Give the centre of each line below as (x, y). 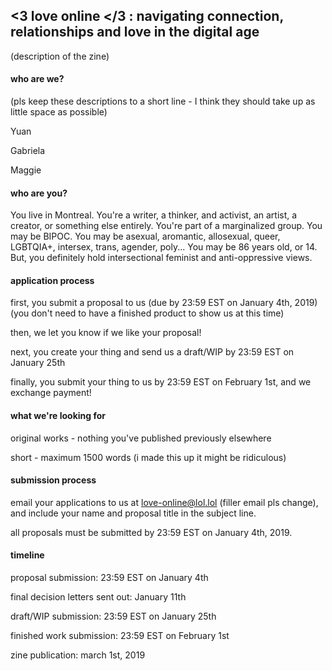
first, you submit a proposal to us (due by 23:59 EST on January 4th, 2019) (164, 303)
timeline (27, 555)
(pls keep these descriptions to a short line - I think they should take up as (163, 101)
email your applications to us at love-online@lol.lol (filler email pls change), (164, 502)
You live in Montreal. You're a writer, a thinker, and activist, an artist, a (154, 215)
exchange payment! (51, 393)
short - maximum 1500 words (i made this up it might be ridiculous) (148, 457)
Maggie (26, 170)
